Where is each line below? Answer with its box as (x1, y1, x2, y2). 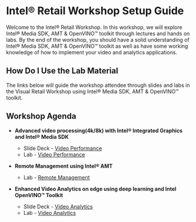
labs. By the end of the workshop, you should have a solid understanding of (6, 36, 190, 43)
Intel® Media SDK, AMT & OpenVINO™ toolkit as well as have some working (6, 43, 188, 50)
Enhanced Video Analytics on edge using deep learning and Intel (14, 185, 177, 192)
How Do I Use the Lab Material (6, 66, 119, 76)
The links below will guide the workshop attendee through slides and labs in (6, 81, 190, 89)
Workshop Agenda (6, 111, 77, 122)
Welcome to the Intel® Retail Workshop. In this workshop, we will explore (6, 24, 182, 31)
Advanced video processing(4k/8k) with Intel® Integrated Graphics (14, 127, 183, 134)
